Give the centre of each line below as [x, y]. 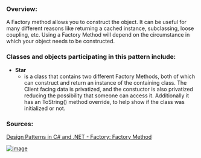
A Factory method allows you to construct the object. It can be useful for [97, 22]
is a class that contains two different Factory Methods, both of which [109, 76]
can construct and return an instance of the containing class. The [105, 82]
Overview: [22, 9]
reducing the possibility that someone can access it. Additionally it [106, 96]
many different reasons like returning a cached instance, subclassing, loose [100, 28]
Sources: [20, 124]
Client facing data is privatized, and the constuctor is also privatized [108, 89]
